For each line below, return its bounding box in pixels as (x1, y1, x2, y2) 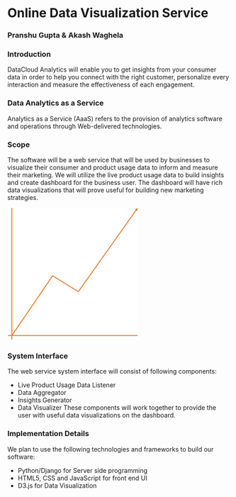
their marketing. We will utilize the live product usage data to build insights (7, 171, 225, 179)
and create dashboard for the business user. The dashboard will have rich (7, 179, 223, 186)
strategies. (7, 194, 39, 201)
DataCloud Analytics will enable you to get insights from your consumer (7, 65, 217, 74)
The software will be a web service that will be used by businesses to (7, 156, 210, 164)
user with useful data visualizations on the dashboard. (17, 411, 176, 420)
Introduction (7, 50, 51, 60)
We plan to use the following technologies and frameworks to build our (7, 445, 214, 453)
